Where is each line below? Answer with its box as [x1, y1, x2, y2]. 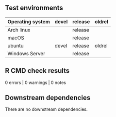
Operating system [7, 18, 50, 25]
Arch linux [7, 26, 31, 33]
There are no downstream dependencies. [5, 106, 88, 112]
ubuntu [7, 42, 24, 49]
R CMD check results [5, 67, 70, 75]
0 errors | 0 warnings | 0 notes [5, 80, 66, 85]
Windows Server [7, 50, 45, 57]
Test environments [5, 4, 63, 12]
